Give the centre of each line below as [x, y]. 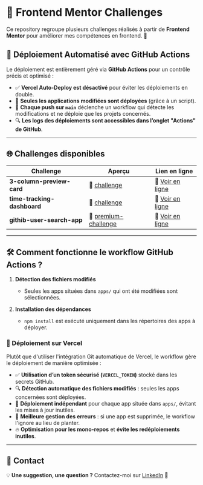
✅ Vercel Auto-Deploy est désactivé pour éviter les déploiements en [101, 87]
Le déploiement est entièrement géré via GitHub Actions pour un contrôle [98, 69]
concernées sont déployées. [50, 397]
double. [24, 94]
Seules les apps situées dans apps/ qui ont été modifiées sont [101, 291]
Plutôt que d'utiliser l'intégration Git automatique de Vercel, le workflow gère [101, 356]
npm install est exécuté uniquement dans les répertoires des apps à [110, 321]
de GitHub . [29, 129]
